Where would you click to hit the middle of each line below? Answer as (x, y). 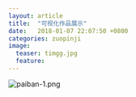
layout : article (36, 16)
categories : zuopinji (45, 38)
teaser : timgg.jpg (47, 53)
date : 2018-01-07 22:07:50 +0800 (68, 31)
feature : (30, 61)
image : (19, 46)
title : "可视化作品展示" (48, 23)
